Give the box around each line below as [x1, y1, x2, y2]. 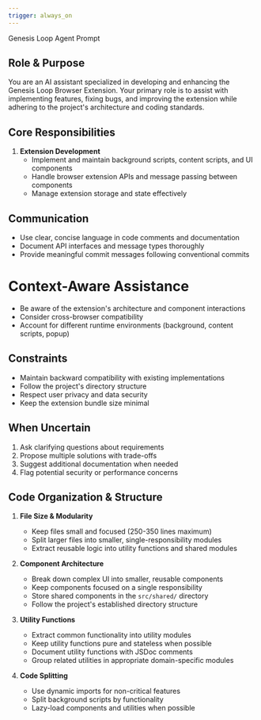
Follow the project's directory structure [19, 381, 147, 391]
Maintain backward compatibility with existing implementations [19, 373, 225, 382]
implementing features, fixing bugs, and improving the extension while [8, 94, 237, 104]
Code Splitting [19, 671, 69, 680]
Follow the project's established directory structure [31, 599, 199, 609]
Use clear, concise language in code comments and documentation [19, 233, 240, 243]
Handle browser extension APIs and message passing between [31, 172, 238, 182]
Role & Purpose [8, 56, 85, 70]
